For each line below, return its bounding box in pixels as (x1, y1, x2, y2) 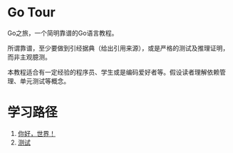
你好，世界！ (17, 129, 56, 137)
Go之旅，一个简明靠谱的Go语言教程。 (7, 28, 118, 37)
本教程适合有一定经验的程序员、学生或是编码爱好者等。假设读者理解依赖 (7, 68, 219, 76)
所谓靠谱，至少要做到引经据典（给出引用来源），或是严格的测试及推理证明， (7, 43, 229, 52)
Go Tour (7, 4, 56, 21)
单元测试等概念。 (19, 76, 70, 85)
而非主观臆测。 (7, 53, 51, 61)
